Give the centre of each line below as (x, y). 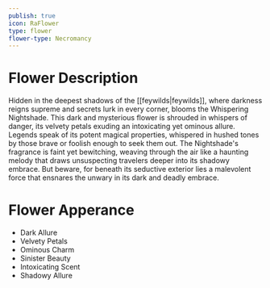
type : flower (30, 31)
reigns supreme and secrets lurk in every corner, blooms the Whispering (129, 109)
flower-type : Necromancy (50, 38)
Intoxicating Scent (50, 267)
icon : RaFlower (34, 23)
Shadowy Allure (46, 276)
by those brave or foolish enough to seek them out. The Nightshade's (124, 144)
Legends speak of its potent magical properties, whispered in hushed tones (134, 135)
